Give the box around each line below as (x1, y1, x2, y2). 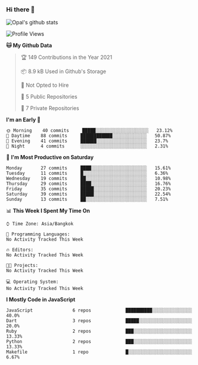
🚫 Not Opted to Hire (20, 81, 69, 89)
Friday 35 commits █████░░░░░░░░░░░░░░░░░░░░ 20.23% (6, 186, 171, 192)
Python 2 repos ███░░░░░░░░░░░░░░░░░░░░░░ (6, 339, 193, 345)
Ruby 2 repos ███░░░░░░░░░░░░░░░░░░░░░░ (6, 328, 193, 335)
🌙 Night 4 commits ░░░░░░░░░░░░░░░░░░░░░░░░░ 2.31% (6, 143, 168, 149)
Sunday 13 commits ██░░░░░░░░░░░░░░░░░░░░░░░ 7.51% (6, 196, 168, 203)
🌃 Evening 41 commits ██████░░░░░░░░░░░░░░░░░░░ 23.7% (6, 138, 168, 144)
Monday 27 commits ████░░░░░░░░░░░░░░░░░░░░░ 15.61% (6, 165, 171, 171)
